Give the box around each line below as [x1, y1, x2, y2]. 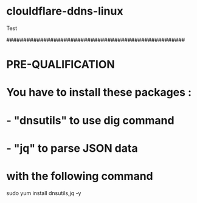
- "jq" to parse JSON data [6, 141, 138, 155]
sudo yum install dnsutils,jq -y [6, 189, 81, 196]
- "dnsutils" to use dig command [6, 113, 175, 127]
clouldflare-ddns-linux [6, 4, 123, 18]
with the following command [6, 169, 153, 183]
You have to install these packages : [6, 85, 192, 99]
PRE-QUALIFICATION [6, 58, 116, 71]
